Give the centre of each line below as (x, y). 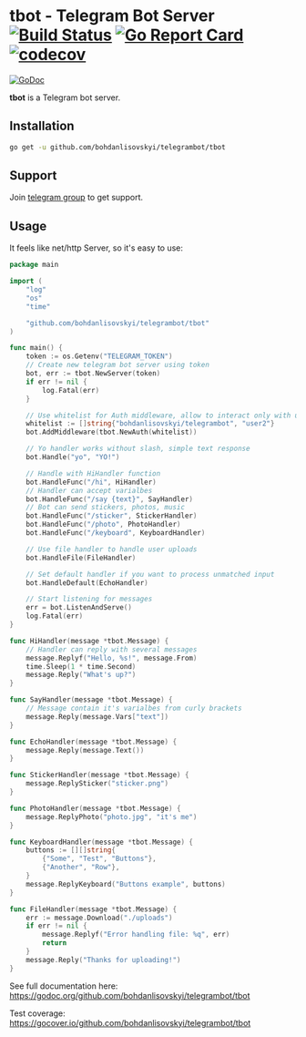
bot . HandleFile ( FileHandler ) (81, 558)
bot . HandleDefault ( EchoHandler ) (87, 583)
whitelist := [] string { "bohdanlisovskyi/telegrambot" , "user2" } (150, 424)
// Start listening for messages (89, 599)
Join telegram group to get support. (76, 198)
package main (34, 265)
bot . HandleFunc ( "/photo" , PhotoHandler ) (103, 525)
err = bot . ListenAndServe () (79, 608)
